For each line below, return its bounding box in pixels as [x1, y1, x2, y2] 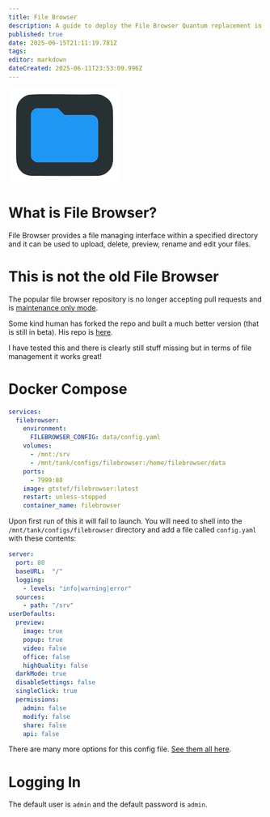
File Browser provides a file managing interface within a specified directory [8, 230, 259, 240]
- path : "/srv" [23, 601, 74, 610]
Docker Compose [8, 379, 128, 398]
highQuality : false [23, 661, 89, 669]
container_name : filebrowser [23, 502, 121, 510]
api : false [23, 729, 60, 738]
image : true [23, 627, 63, 635]
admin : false [23, 704, 67, 712]
